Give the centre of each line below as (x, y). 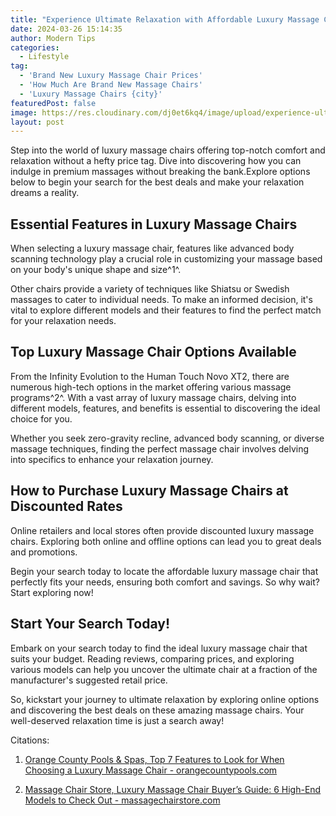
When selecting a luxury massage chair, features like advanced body (152, 248)
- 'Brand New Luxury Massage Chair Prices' (111, 76)
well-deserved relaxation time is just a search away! (117, 720)
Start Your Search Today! (90, 624)
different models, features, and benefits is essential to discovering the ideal (165, 408)
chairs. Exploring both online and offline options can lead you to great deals (166, 541)
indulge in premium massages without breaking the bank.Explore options (160, 172)
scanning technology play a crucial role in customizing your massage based (166, 259)
